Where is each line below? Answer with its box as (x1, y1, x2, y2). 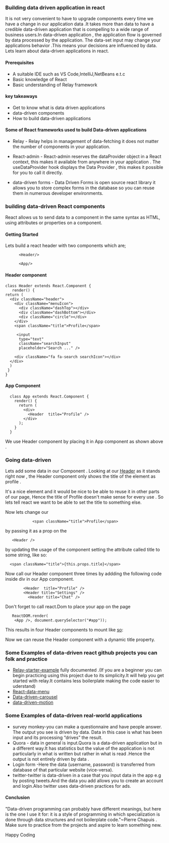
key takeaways (5, 93, 38, 99)
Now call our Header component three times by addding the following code (5, 571, 162, 577)
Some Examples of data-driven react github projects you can (5, 649, 157, 656)
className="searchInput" (18, 341, 71, 346)
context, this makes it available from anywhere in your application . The (12, 159, 161, 165)
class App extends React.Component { (10, 394, 89, 399)
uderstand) (12, 683, 36, 689)
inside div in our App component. (5, 576, 75, 582)
